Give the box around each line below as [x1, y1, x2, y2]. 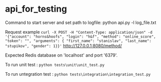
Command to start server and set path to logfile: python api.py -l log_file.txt [5, 20, 157, 25]
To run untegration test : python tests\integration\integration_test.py [5, 71, 151, 77]
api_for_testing [5, 3, 67, 15]
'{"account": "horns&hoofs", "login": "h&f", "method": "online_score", [5, 34, 156, 39]
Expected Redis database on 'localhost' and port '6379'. [5, 52, 118, 58]
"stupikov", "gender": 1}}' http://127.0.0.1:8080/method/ [5, 42, 122, 48]
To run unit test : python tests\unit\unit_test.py [5, 61, 105, 67]
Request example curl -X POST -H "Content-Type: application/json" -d [5, 29, 153, 35]
